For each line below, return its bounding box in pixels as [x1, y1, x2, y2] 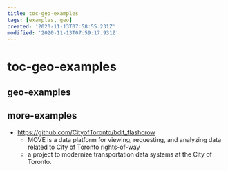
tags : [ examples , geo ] [7, 17, 73, 23]
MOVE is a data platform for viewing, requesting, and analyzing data [27, 135, 222, 143]
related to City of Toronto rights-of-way [27, 143, 140, 151]
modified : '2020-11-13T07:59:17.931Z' [7, 29, 119, 37]
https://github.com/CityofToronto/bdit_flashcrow [17, 128, 155, 137]
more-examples [7, 110, 77, 121]
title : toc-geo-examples [7, 10, 79, 17]
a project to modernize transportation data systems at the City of [27, 150, 213, 159]
